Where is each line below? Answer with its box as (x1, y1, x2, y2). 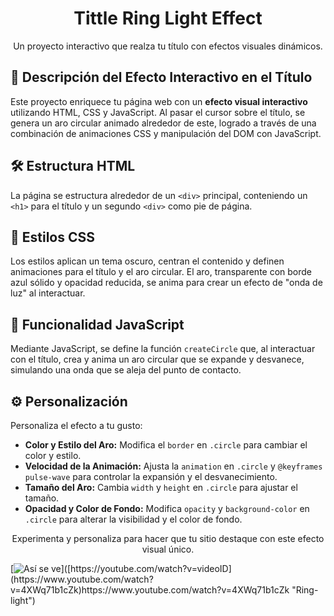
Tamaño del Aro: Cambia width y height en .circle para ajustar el (24, 482, 298, 493)
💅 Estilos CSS (10, 228, 95, 246)
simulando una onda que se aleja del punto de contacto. (10, 364, 242, 376)
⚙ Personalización (10, 393, 128, 410)
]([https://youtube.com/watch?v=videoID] (60, 563, 232, 574)
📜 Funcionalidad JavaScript (10, 316, 185, 333)
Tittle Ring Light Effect (73, 7, 263, 30)
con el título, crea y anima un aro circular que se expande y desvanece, (10, 353, 305, 366)
